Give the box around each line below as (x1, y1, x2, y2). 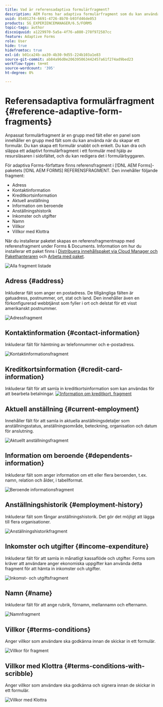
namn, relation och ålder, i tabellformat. (5, 477, 83, 483)
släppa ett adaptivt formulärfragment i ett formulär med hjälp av (5, 148, 132, 154)
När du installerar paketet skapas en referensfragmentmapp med (5, 238, 135, 243)
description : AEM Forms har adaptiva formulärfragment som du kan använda (5, 12, 160, 17)
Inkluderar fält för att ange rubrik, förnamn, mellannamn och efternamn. (5, 602, 148, 608)
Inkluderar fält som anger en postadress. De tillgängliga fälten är (5, 290, 134, 295)
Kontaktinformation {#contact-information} (5, 329, 140, 337)
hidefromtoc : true (5, 48, 42, 52)
